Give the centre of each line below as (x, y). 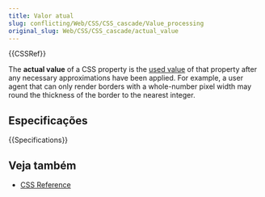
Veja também (42, 165)
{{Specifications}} (38, 140)
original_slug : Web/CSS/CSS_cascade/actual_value (94, 31)
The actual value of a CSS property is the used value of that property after (132, 69)
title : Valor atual (41, 16)
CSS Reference (45, 185)
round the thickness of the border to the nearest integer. (102, 95)
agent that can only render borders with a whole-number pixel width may (130, 86)
